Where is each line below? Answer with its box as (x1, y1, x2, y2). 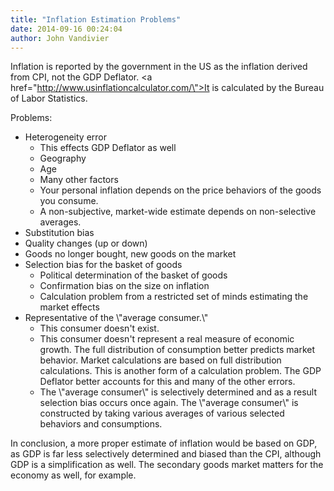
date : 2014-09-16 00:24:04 (10, 24, 123, 34)
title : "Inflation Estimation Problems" (10, 14, 182, 25)
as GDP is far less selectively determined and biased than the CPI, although (10, 448, 322, 460)
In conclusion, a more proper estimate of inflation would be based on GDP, (10, 437, 318, 450)
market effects (39, 301, 100, 313)
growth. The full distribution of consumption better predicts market (39, 344, 316, 356)
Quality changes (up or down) (24, 237, 148, 250)
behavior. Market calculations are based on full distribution (39, 354, 282, 366)
